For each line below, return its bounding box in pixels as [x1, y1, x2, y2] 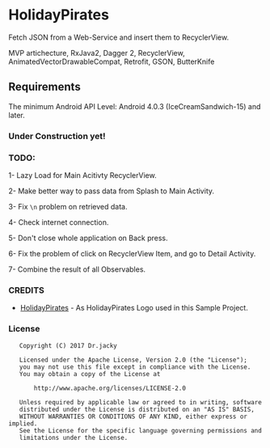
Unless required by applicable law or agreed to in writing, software [19, 398, 263, 406]
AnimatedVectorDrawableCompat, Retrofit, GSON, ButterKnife [8, 57, 215, 66]
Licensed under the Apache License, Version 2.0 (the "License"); [19, 356, 248, 364]
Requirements [8, 80, 81, 94]
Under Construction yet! [8, 130, 107, 142]
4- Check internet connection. [8, 217, 109, 227]
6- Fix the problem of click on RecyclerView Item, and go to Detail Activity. [8, 248, 256, 258]
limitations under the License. [19, 433, 129, 442]
